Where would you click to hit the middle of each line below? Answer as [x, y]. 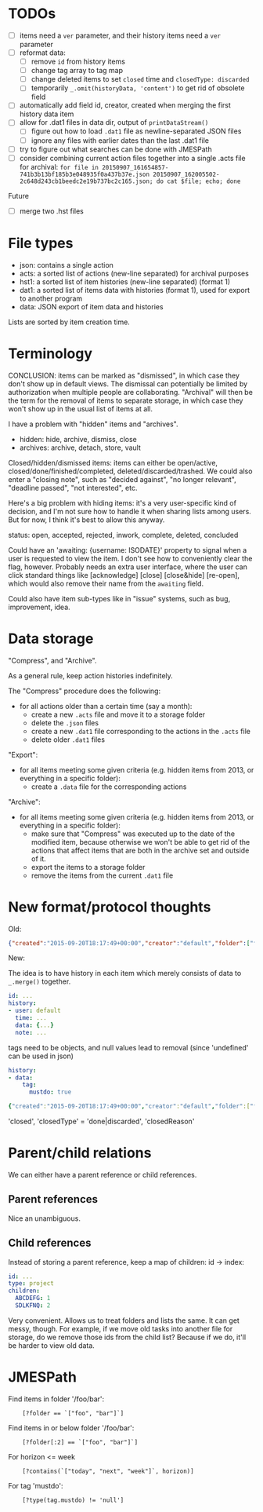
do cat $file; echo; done [198, 181]
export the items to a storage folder [88, 867]
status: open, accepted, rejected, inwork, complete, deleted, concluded [123, 535]
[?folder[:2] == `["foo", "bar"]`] [80, 1442]
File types [41, 243]
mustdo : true [50, 1092]
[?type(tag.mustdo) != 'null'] [73, 1500]
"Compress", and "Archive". [52, 660]
